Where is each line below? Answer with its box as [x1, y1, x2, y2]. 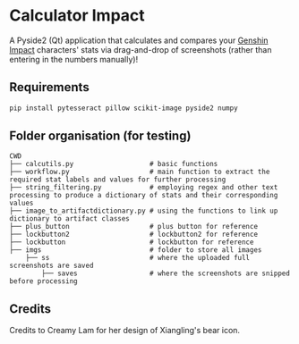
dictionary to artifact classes [9, 214, 130, 223]
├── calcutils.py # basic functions [9, 160, 218, 169]
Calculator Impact [9, 5, 145, 26]
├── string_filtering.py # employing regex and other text [9, 183, 278, 192]
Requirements [9, 80, 90, 95]
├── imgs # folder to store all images [9, 246, 262, 255]
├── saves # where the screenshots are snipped [41, 269, 291, 278]
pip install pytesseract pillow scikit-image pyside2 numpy [9, 104, 239, 113]
